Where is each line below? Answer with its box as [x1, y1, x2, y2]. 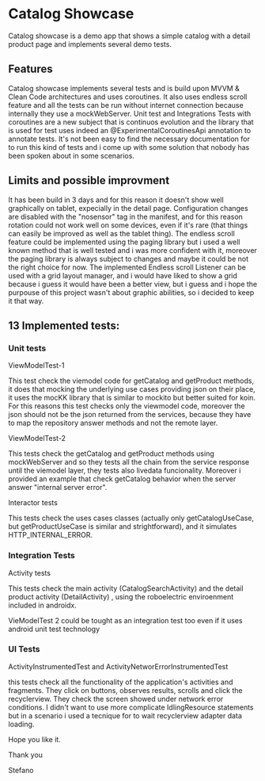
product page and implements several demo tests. [8, 39, 172, 48]
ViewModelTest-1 [8, 361, 65, 370]
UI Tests [8, 644, 41, 655]
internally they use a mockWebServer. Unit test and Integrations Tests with [8, 109, 252, 118]
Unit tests [8, 343, 47, 354]
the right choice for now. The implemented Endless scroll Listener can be [8, 262, 247, 272]
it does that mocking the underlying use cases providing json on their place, [8, 385, 256, 394]
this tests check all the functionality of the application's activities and [8, 677, 233, 687]
